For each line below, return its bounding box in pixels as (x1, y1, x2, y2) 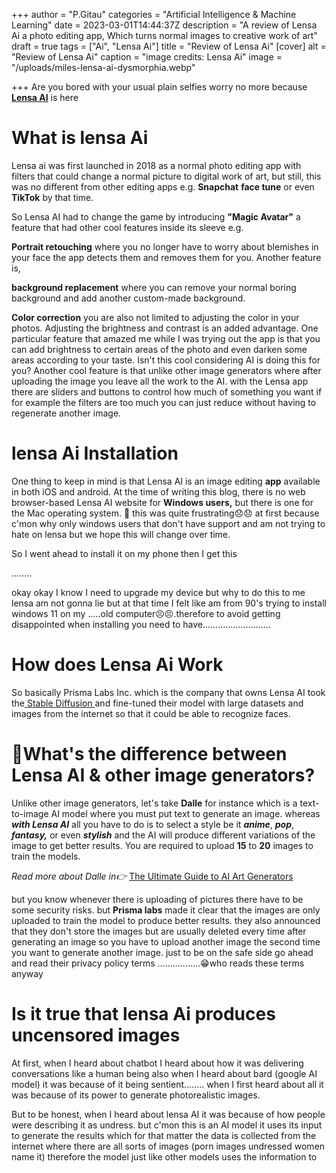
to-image (11, 807, 49, 819)
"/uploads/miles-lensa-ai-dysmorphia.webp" (11, 62, 196, 73)
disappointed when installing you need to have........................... (11, 618, 271, 630)
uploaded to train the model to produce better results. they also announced (11, 914, 321, 926)
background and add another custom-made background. (11, 292, 246, 304)
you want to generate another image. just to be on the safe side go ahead (11, 946, 314, 958)
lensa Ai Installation (11, 442, 179, 465)
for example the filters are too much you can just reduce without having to (11, 396, 317, 408)
